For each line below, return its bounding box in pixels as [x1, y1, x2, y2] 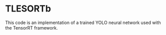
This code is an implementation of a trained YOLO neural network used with [5, 19, 161, 25]
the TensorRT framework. [5, 24, 58, 30]
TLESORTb [5, 3, 51, 14]
